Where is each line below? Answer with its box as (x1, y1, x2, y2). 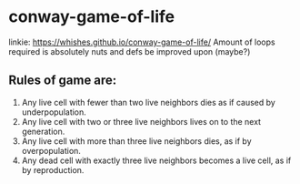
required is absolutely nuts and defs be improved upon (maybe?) (8, 46, 251, 56)
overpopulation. (21, 145, 81, 156)
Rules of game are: (8, 73, 117, 88)
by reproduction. (21, 164, 85, 175)
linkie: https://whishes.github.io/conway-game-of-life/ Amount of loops (8, 36, 275, 47)
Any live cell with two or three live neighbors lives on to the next (21, 116, 261, 127)
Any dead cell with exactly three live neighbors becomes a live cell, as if (21, 155, 292, 166)
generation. (21, 126, 65, 137)
